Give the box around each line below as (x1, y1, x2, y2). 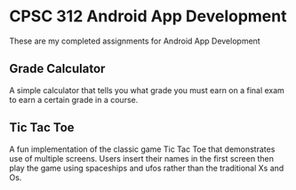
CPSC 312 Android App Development (9, 6, 287, 27)
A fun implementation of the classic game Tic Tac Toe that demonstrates (9, 144, 276, 154)
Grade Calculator (9, 61, 106, 76)
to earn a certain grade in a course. (9, 94, 139, 105)
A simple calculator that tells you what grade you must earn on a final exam (9, 84, 284, 95)
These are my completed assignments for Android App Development (9, 36, 260, 46)
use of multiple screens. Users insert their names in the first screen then (9, 153, 274, 163)
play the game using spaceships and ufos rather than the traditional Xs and (9, 162, 284, 173)
